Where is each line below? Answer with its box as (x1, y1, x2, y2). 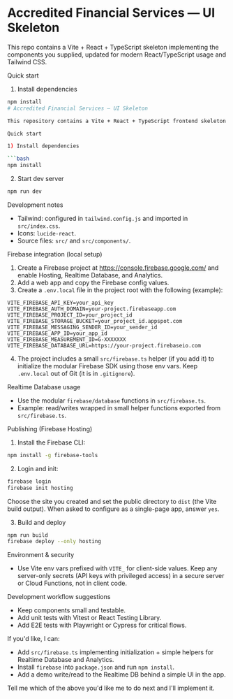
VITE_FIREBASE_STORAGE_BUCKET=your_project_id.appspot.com (7, 317, 183, 324)
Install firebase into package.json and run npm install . (17, 663, 175, 672)
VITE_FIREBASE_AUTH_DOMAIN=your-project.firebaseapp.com (7, 305, 176, 312)
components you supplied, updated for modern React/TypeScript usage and (7, 50, 227, 59)
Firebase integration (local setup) (7, 250, 103, 258)
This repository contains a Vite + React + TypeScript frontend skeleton (7, 117, 227, 124)
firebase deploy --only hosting (7, 538, 101, 545)
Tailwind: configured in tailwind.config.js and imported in (17, 214, 188, 222)
